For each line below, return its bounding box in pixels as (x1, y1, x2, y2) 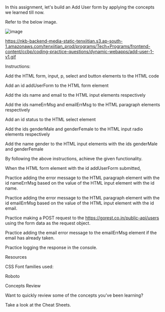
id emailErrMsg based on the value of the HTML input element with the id (5, 200, 154, 206)
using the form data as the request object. (5, 220, 90, 226)
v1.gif (5, 54, 16, 60)
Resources (5, 254, 27, 260)
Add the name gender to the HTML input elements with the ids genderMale (5, 141, 158, 147)
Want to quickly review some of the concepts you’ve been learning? (5, 292, 143, 298)
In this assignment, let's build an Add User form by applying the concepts (5, 4, 155, 10)
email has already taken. (5, 235, 55, 241)
